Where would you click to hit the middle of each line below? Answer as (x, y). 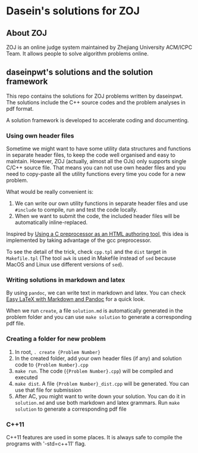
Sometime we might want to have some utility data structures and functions (99, 149)
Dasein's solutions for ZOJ (73, 11)
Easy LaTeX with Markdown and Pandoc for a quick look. (76, 299)
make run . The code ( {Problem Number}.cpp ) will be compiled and (94, 371)
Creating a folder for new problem (56, 339)
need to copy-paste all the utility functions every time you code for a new (96, 174)
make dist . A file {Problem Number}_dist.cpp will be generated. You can (102, 383)
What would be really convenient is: (50, 192)
